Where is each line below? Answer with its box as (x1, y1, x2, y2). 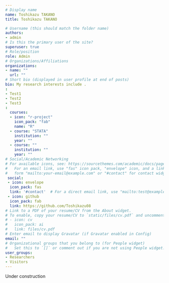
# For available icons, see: (5, 161, 66, 166)
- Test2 (5, 96, 22, 101)
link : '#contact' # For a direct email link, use (10, 190, 118, 195)
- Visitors (5, 259, 28, 264)
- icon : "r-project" (10, 115, 53, 120)
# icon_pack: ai (5, 222, 44, 227)
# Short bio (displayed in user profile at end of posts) (5, 77, 129, 82)
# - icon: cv (5, 217, 33, 223)
